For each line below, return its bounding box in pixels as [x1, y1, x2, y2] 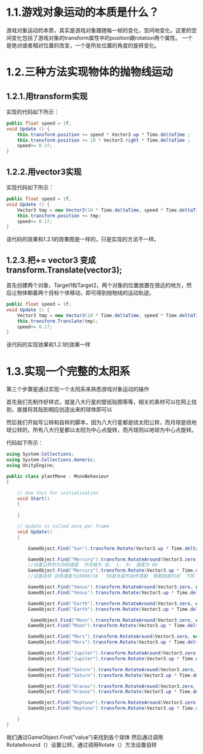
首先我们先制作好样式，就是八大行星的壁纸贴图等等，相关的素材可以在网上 [6, 398, 192, 405]
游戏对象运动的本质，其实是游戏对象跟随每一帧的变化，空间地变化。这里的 [6, 27, 192, 34]
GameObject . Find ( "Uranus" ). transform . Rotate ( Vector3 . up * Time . [28, 689, 193, 695]
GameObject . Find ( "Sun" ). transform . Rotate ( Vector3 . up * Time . [28, 545, 185, 552]
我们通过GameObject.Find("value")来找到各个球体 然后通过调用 [6, 733, 164, 741]
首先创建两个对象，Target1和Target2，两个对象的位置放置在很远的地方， [6, 282, 187, 289]
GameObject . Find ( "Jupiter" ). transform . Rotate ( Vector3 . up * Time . [28, 656, 196, 662]
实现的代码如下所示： [6, 108, 59, 115]
